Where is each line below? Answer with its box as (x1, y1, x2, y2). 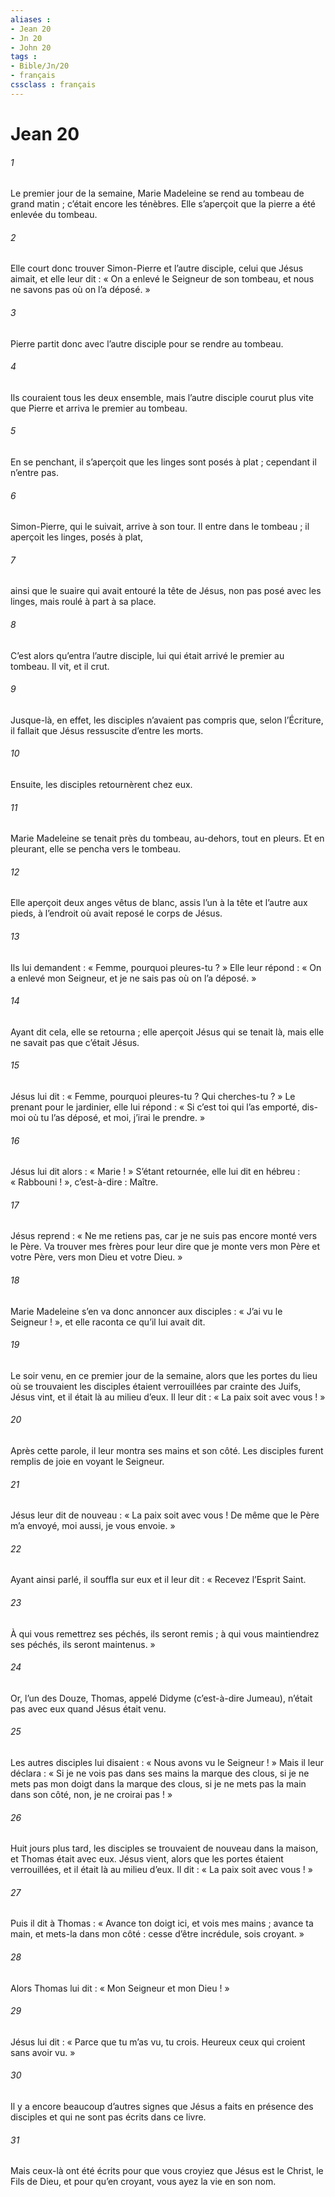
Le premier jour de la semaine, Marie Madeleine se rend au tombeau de (10, 187, 305, 200)
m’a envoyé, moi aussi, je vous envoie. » (10, 1520, 176, 1532)
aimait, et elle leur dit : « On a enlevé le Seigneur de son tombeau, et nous (10, 273, 315, 285)
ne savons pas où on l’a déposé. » (10, 284, 151, 296)
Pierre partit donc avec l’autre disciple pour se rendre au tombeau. (10, 337, 284, 350)
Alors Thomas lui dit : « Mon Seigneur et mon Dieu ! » (10, 1982, 230, 1994)
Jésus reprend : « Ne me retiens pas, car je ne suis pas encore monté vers (10, 1230, 318, 1242)
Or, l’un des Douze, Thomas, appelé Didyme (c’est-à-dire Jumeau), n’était (10, 1692, 313, 1704)
